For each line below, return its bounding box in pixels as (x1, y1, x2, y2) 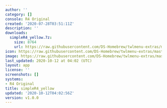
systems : (5, 77, 23, 82)
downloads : (5, 30, 28, 35)
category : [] (5, 12, 32, 17)
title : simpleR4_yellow (5, 86, 55, 91)
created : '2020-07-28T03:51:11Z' (5, 21, 75, 26)
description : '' (5, 26, 39, 31)
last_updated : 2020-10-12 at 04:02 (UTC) (5, 58, 92, 63)
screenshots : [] (5, 72, 39, 77)
